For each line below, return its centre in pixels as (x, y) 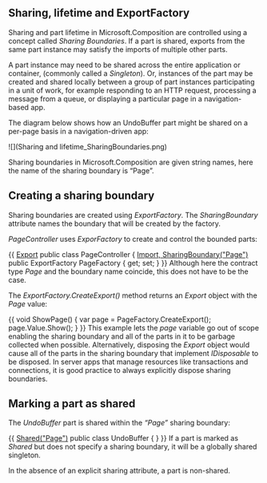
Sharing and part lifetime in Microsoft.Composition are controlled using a (128, 32)
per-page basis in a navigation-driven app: (79, 131)
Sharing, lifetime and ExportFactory (99, 13)
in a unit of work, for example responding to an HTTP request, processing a (133, 90)
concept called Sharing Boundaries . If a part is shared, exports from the (127, 41)
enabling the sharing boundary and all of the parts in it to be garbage (122, 336)
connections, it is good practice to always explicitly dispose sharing (120, 370)
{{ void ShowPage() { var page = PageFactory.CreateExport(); (110, 319)
